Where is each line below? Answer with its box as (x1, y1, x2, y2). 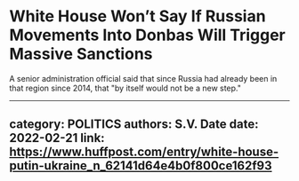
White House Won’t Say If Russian (9, 6, 266, 27)
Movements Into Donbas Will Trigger (9, 25, 287, 45)
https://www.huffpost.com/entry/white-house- (9, 145, 279, 160)
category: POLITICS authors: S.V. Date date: (9, 117, 259, 132)
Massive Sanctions (9, 44, 153, 64)
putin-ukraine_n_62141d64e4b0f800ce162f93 (9, 158, 272, 174)
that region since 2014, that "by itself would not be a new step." (9, 83, 242, 93)
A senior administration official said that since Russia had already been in (9, 73, 278, 83)
